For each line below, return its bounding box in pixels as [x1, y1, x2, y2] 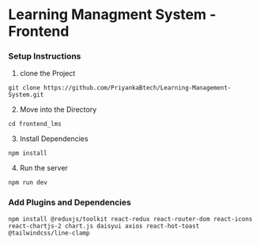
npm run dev [8, 178, 47, 187]
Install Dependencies [19, 134, 89, 144]
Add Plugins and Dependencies [8, 197, 132, 208]
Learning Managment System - [8, 6, 217, 24]
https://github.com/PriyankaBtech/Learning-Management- [43, 84, 232, 92]
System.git [8, 91, 44, 99]
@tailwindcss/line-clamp [8, 228, 90, 237]
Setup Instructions [8, 51, 81, 62]
